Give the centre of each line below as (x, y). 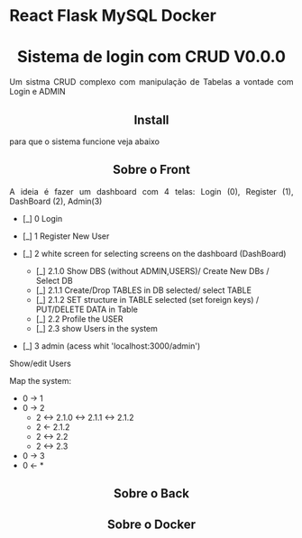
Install (151, 119)
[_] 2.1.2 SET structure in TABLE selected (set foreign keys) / (147, 299)
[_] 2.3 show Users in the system (96, 328)
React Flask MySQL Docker (113, 16)
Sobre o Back (151, 493)
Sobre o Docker (151, 524)
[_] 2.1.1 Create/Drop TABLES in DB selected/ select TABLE (144, 290)
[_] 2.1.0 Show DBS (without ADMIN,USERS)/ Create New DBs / (152, 270)
